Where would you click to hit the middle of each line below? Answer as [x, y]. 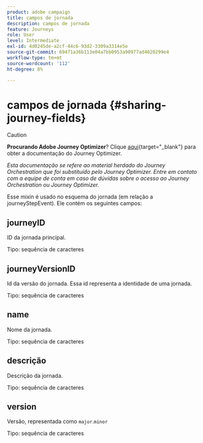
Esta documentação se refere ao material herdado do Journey [86, 165]
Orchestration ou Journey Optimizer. [53, 185]
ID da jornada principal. [36, 238]
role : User [21, 35]
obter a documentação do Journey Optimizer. [64, 154]
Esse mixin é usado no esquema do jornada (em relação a [80, 197]
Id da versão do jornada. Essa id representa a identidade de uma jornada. [100, 283]
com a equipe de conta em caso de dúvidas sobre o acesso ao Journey [98, 178]
